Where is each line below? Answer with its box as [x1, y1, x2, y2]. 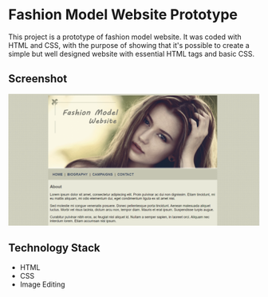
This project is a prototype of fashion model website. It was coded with [8, 32, 242, 42]
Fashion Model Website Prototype [8, 6, 238, 24]
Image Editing [19, 279, 65, 289]
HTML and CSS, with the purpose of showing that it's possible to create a [8, 40, 250, 49]
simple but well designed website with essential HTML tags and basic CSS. [8, 49, 255, 58]
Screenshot [8, 72, 68, 85]
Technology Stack [8, 241, 100, 255]
